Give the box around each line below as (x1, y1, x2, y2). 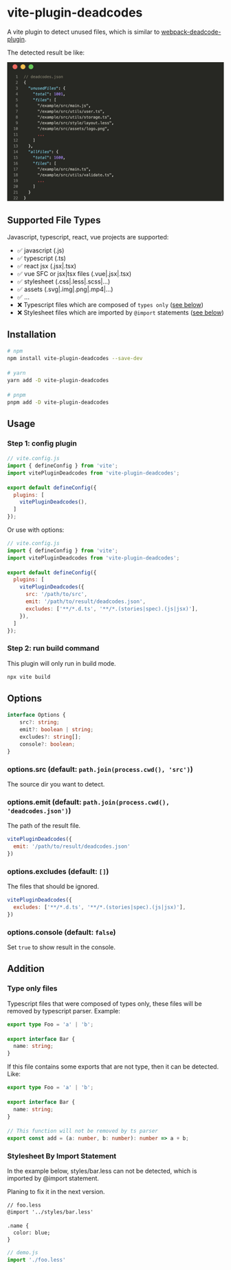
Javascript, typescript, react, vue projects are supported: (7, 232, 169, 241)
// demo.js (7, 1249, 38, 1256)
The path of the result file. (7, 822, 81, 830)
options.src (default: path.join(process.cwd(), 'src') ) (7, 764, 194, 774)
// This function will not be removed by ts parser (7, 1128, 158, 1135)
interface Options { (7, 712, 67, 719)
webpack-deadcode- (161, 28, 221, 36)
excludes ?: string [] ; (19, 733, 81, 740)
